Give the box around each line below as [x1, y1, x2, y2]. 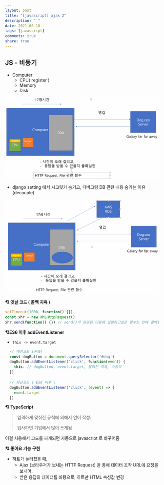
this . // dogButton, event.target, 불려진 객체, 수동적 [14, 364, 122, 369]
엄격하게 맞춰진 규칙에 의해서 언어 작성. [17, 415, 92, 421]
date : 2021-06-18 [5, 23, 41, 28]
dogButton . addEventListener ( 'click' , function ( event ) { [9, 359, 125, 364]
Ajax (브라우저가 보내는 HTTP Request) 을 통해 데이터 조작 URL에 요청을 [19, 462, 159, 468]
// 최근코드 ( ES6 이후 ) [9, 380, 56, 385]
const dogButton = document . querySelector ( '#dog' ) [9, 354, 115, 359]
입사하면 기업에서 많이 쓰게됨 [17, 425, 72, 431]
